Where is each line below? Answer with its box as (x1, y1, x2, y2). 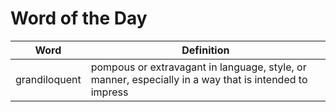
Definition (181, 43, 230, 57)
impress (90, 85, 129, 99)
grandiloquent (15, 72, 82, 86)
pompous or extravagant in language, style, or (90, 60, 307, 74)
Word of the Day (10, 7, 148, 30)
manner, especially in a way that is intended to (90, 72, 308, 86)
